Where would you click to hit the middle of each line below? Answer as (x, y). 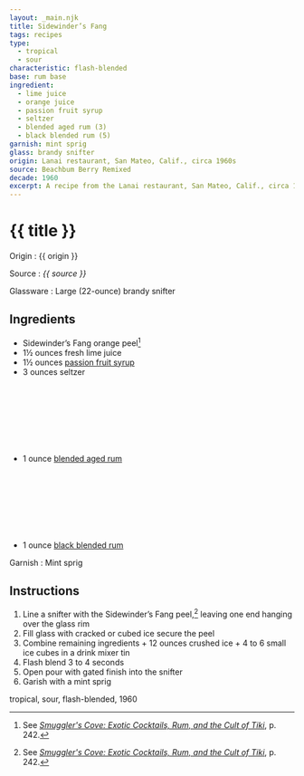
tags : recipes (36, 34)
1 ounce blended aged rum (72, 458)
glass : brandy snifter (52, 152)
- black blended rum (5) (64, 136)
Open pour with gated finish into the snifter (102, 672)
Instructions (44, 591)
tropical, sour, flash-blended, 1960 (73, 699)
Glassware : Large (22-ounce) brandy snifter (93, 292)
